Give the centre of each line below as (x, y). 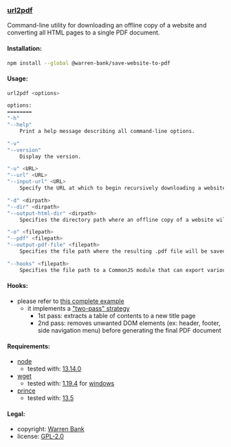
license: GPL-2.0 (40, 437)
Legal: (16, 414)
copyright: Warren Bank (51, 429)
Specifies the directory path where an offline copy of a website (117, 220)
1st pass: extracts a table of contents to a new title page (117, 315)
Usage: (18, 79)
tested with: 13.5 (51, 398)
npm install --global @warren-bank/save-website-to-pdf (89, 63)
